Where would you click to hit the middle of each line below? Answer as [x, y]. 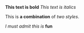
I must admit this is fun [29, 26]
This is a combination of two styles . [42, 16]
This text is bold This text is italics [40, 7]
